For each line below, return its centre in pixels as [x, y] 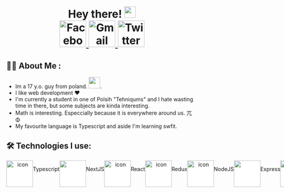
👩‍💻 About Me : [34, 66]
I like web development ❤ [47, 93]
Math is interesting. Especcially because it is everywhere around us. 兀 [103, 113]
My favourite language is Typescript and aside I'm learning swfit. [96, 126]
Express [270, 169]
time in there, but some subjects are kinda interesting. [82, 106]
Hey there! [95, 14]
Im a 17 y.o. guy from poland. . [58, 86]
